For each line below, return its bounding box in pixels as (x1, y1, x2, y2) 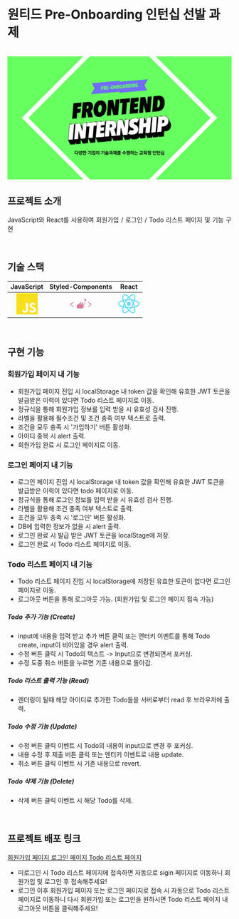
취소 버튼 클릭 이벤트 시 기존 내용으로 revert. (17, 759, 142, 768)
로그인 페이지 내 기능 (7, 460, 73, 470)
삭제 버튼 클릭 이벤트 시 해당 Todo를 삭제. (17, 796, 133, 805)
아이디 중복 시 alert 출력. (17, 431, 87, 440)
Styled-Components (49, 282, 112, 291)
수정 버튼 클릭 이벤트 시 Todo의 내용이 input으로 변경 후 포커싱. (17, 741, 193, 750)
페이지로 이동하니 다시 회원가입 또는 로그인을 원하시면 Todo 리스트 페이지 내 (17, 895, 228, 903)
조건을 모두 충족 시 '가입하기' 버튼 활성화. (17, 422, 132, 431)
